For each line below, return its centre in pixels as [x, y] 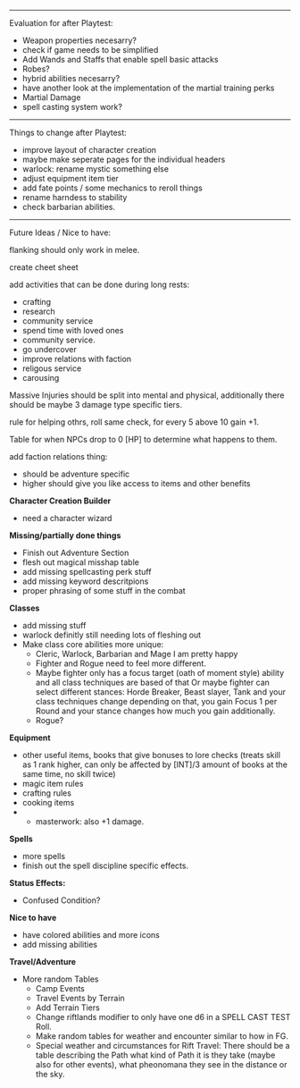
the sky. [50, 1074]
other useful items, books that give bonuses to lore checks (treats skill [151, 755]
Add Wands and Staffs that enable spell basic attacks [120, 59]
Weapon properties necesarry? [79, 40]
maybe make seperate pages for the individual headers [124, 159]
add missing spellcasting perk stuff [87, 572]
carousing [41, 378]
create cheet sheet [44, 267]
